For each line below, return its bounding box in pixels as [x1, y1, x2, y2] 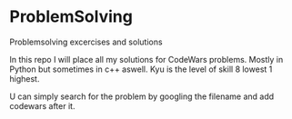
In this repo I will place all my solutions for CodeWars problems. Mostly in [9, 54, 284, 64]
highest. [9, 73, 40, 84]
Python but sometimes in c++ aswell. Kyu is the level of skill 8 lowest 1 [9, 64, 273, 74]
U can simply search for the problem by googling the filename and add [9, 91, 275, 102]
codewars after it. [9, 100, 76, 111]
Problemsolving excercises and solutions [9, 36, 163, 47]
